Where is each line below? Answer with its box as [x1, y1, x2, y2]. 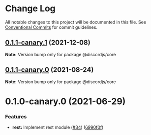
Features [5, 113, 27, 120]
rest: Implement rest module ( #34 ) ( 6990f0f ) [12, 124, 104, 130]
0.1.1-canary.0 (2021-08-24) [5, 66, 94, 74]
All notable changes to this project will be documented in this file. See [5, 19, 147, 25]
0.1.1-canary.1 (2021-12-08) [5, 39, 91, 47]
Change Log [5, 3, 56, 14]
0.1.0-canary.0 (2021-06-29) [5, 96, 126, 107]
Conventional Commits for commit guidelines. [5, 24, 97, 30]
